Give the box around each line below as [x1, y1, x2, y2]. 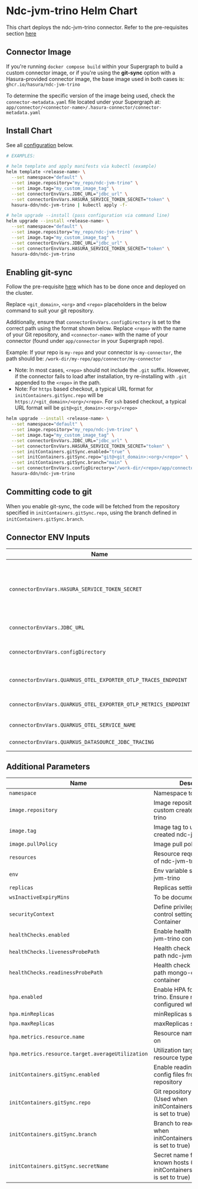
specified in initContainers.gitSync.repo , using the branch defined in [6, 509, 177, 516]
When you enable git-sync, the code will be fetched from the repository [6, 502, 180, 509]
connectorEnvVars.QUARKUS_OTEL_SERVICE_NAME [9, 722, 136, 728]
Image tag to [153, 823, 189, 831]
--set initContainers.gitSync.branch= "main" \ [11, 460, 128, 466]
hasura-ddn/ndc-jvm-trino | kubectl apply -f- [11, 202, 128, 208]
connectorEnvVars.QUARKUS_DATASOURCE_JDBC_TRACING [9, 739, 154, 745]
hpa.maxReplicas [9, 1021, 55, 1027]
